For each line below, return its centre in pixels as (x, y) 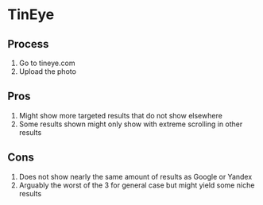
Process (28, 44)
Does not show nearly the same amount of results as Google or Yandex (135, 176)
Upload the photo (48, 72)
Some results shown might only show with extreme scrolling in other (131, 124)
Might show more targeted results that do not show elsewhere (121, 115)
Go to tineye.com (47, 63)
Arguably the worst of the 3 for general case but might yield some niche (137, 185)
